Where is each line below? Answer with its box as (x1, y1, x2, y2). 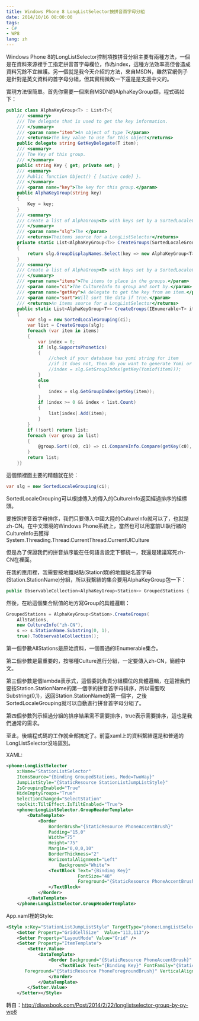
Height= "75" (48, 840, 78, 846)
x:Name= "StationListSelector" (17, 768, 92, 774)
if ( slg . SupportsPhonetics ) (37, 344, 108, 350)
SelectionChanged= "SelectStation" (17, 796, 102, 802)
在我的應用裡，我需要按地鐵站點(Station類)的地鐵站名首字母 (6, 569, 152, 576)
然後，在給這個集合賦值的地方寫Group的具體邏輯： (6, 599, 130, 607)
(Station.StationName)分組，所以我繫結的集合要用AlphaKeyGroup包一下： (6, 576, 187, 583)
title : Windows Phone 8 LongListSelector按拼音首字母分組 (6, 8, 145, 15)
